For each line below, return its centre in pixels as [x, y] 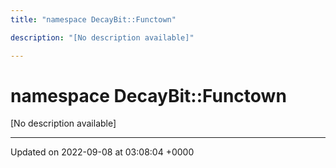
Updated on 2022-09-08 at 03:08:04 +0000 [102, 152]
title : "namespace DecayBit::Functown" [93, 19]
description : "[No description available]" [102, 37]
